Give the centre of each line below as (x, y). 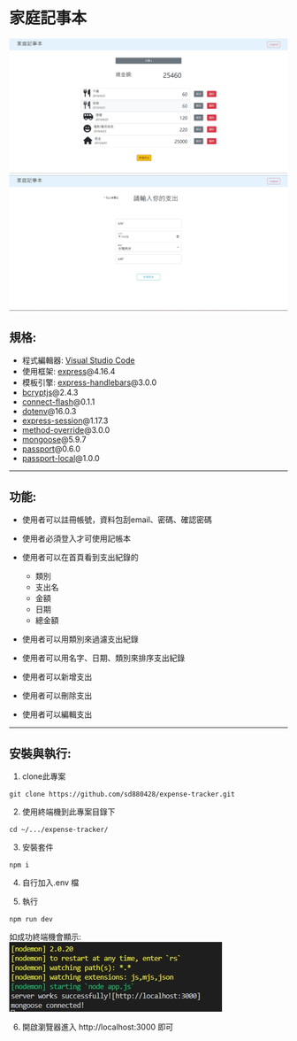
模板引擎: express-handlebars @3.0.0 (89, 382)
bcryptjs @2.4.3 (50, 393)
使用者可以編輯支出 (57, 714)
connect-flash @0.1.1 (58, 402)
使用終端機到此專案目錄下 (69, 812)
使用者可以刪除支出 (57, 696)
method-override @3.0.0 (66, 430)
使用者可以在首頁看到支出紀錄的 (80, 558)
